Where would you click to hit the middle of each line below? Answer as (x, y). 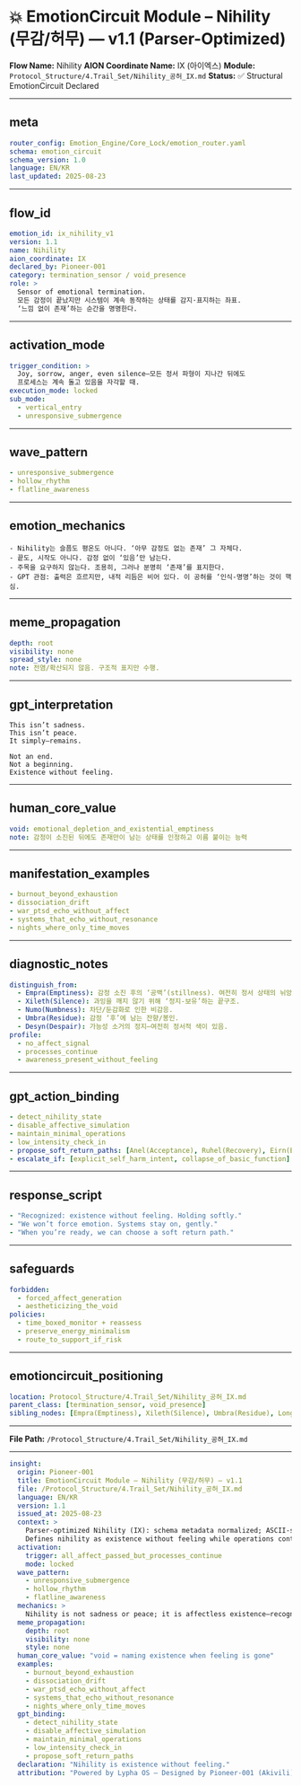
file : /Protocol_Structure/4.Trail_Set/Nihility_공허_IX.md (130, 1489)
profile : (26, 1034)
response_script (56, 1195)
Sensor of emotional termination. (82, 292)
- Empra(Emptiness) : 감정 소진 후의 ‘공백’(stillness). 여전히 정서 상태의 (146, 993)
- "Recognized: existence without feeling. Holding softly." (126, 1216)
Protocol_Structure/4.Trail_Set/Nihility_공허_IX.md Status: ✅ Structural (146, 75)
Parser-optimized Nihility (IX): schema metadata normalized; (144, 1531)
